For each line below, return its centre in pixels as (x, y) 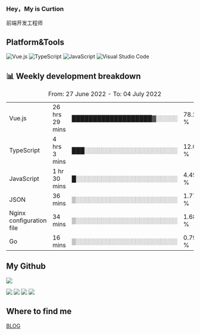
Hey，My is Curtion (35, 8)
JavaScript (24, 179)
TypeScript (24, 150)
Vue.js (18, 118)
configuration (28, 220)
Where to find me (39, 311)
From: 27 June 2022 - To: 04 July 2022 (105, 94)
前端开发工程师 (24, 23)
